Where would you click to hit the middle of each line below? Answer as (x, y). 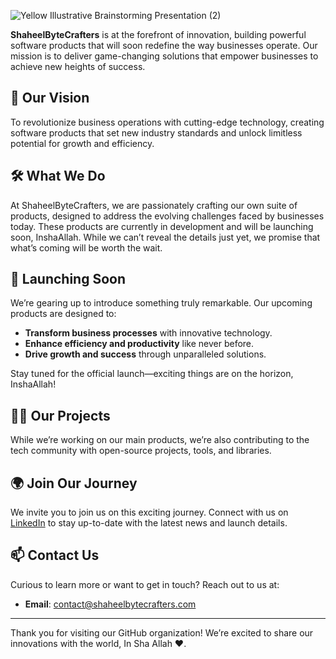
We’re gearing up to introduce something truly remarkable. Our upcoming (161, 303)
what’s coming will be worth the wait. (86, 247)
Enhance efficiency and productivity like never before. (139, 344)
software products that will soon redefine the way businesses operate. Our (164, 45)
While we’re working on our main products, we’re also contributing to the (160, 440)
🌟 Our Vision (50, 98)
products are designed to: (63, 314)
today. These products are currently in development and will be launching (162, 226)
